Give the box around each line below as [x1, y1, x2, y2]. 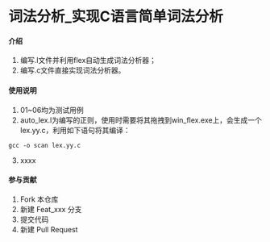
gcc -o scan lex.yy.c [8, 141, 81, 149]
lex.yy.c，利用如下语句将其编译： [19, 125, 131, 135]
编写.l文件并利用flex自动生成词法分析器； [19, 56, 157, 65]
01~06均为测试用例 [19, 105, 85, 115]
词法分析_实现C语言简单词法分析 [8, 7, 224, 26]
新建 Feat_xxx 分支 [19, 204, 82, 214]
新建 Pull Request [19, 224, 78, 234]
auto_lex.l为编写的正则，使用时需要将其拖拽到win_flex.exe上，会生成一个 [19, 115, 262, 125]
